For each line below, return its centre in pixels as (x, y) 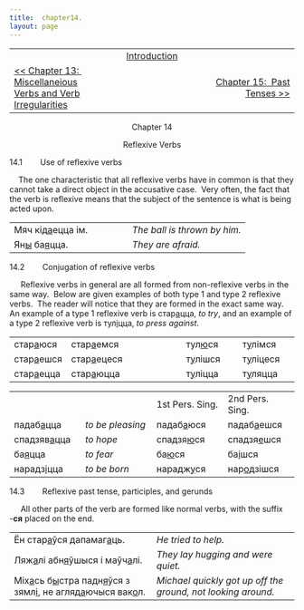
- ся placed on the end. (52, 518)
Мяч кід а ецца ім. (51, 229)
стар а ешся (38, 359)
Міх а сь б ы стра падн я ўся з (72, 580)
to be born (107, 469)
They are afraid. (166, 244)
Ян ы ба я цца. (41, 244)
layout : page (34, 26)
